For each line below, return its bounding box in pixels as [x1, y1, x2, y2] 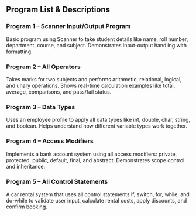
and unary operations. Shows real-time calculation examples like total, [6, 82, 176, 89]
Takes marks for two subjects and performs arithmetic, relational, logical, [6, 76, 183, 83]
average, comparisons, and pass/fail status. [6, 88, 112, 95]
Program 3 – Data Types [6, 102, 75, 111]
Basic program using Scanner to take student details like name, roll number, [6, 35, 188, 43]
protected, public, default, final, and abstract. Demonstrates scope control [6, 156, 185, 163]
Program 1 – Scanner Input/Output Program [6, 22, 131, 30]
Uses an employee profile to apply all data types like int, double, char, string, [6, 116, 191, 124]
